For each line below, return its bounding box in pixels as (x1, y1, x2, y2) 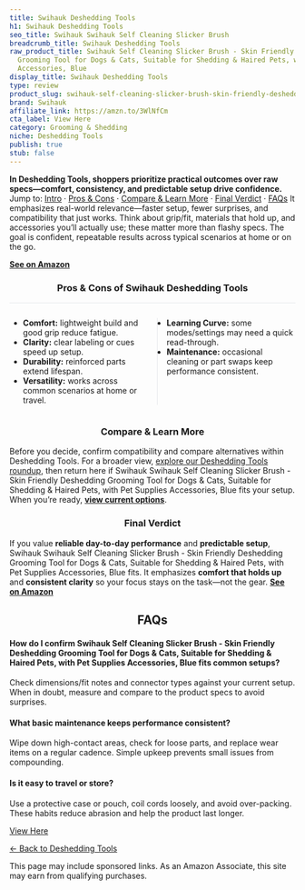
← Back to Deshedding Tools (9, 843, 118, 854)
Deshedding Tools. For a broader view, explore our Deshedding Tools (9, 455, 269, 466)
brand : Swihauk (9, 97, 67, 107)
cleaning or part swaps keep (166, 355, 274, 366)
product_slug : (9, 89, 64, 98)
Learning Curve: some (166, 317, 252, 328)
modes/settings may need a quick (166, 326, 293, 337)
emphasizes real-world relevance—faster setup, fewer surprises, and (9, 202, 269, 214)
